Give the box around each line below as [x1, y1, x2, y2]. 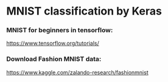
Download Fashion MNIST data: [6, 55, 102, 63]
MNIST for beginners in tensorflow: [6, 26, 113, 35]
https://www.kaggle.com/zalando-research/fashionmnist [6, 69, 149, 76]
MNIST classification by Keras [6, 4, 163, 18]
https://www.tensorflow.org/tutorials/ [6, 39, 99, 47]
